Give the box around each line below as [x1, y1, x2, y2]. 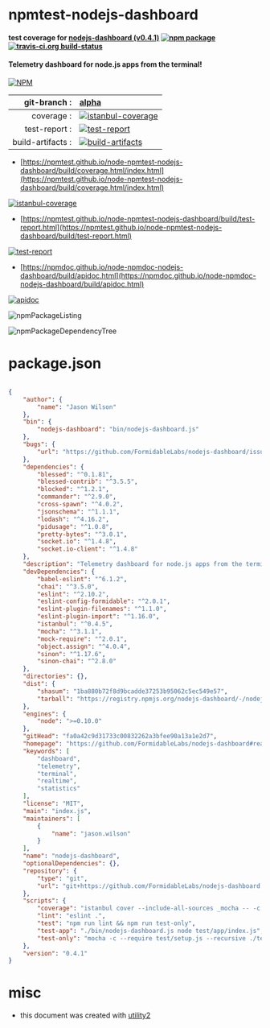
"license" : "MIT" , [22, 799, 84, 808]
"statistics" [37, 785, 81, 793]
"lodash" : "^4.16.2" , [37, 515, 110, 523]
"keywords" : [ [22, 747, 70, 755]
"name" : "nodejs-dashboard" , [22, 852, 121, 861]
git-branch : [23, 97, 72, 108]
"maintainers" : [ [22, 815, 81, 823]
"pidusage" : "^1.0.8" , [37, 522, 113, 531]
